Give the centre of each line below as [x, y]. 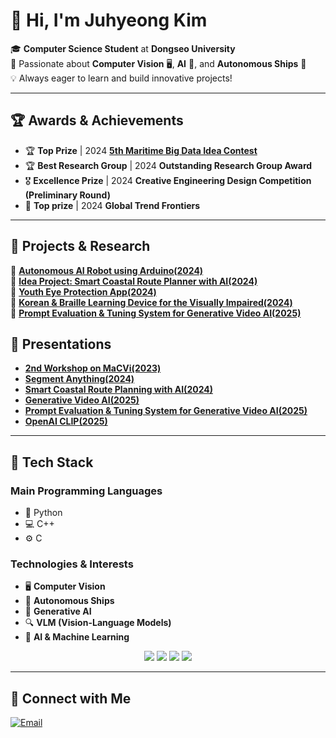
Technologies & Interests [72, 564]
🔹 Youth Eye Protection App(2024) [83, 291]
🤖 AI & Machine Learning [77, 637]
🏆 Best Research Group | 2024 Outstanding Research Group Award [168, 165]
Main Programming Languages [86, 491]
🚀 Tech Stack [52, 462]
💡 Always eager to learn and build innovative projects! [121, 78]
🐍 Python [43, 513]
